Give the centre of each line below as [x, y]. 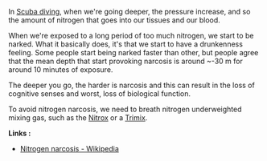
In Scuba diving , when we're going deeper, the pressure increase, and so [129, 12]
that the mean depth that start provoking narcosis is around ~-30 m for [126, 61]
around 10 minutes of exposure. [61, 70]
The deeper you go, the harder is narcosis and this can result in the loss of [131, 85]
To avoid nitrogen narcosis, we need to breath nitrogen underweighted [125, 109]
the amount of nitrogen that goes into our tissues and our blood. [115, 20]
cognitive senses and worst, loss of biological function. [100, 94]
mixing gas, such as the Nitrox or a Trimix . [78, 118]
